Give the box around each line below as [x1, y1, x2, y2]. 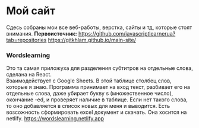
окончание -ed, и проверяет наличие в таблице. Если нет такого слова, [6, 96, 188, 103]
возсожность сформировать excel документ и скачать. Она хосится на [6, 108, 187, 116]
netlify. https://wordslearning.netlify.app [6, 115, 105, 122]
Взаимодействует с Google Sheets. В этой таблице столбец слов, [6, 77, 172, 84]
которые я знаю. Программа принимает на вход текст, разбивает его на [6, 84, 190, 91]
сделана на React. [6, 71, 52, 78]
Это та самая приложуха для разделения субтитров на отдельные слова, [6, 65, 193, 72]
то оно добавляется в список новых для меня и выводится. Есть [6, 103, 170, 110]
